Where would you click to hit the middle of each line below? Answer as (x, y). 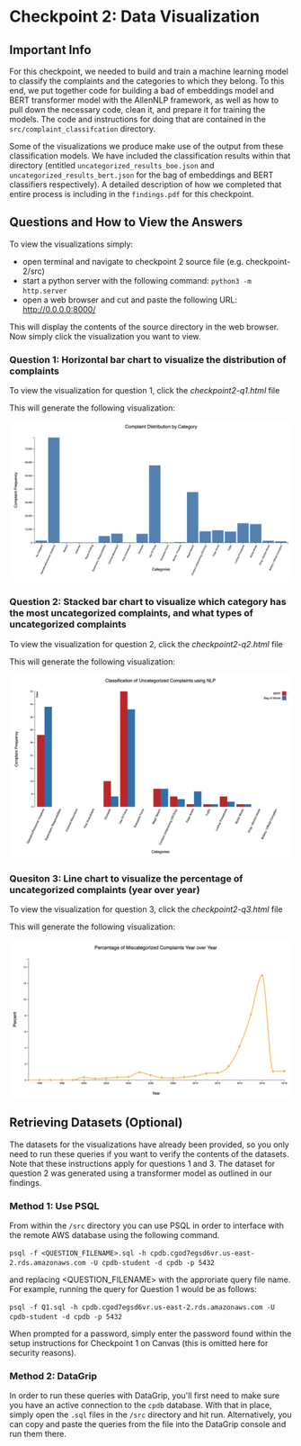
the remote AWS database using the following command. (115, 1235)
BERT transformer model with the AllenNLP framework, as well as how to (144, 100)
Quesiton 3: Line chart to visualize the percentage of (126, 879)
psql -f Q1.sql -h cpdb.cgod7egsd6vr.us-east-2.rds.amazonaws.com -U (142, 1307)
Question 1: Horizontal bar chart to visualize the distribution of (148, 359)
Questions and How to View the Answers (126, 222)
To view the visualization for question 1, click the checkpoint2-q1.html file (145, 391)
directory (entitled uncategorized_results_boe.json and (112, 165)
